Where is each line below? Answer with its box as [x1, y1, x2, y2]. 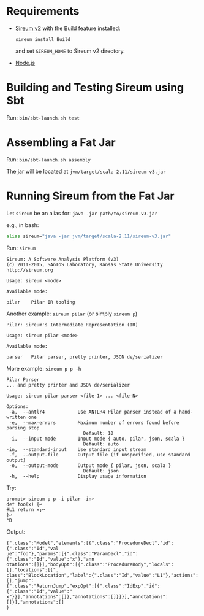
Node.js [15, 59, 36, 66]
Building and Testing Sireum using [6, 81, 184, 94]
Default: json [83, 468, 119, 474]
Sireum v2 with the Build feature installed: [15, 25, 121, 32]
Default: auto [83, 441, 119, 447]
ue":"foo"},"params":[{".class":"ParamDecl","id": [6, 550, 138, 556]
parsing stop [6, 425, 40, 431]
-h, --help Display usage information [9, 473, 147, 479]
